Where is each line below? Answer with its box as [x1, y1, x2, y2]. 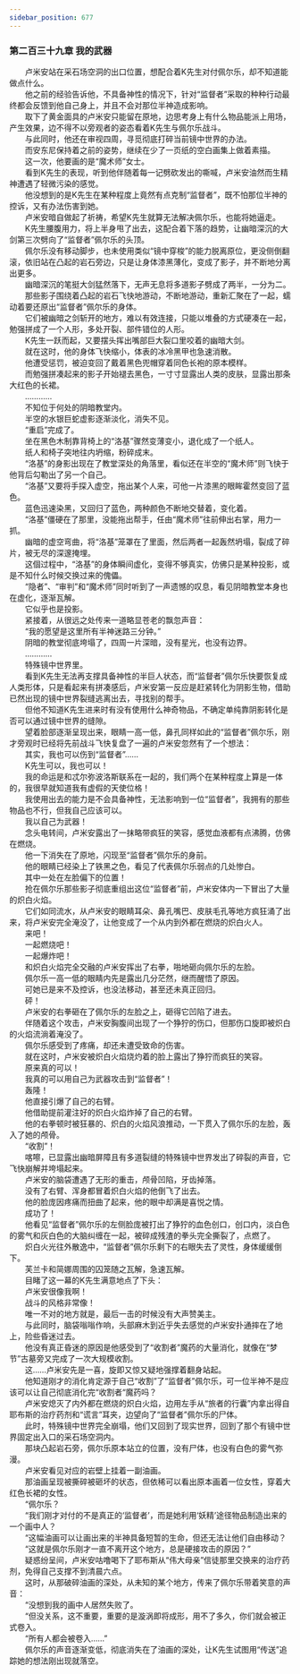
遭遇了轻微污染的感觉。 [16, 178, 104, 189]
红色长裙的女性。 [9, 1487, 72, 1498]
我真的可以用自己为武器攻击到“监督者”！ [24, 1073, 173, 1084]
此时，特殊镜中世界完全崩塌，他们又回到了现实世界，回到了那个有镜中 [24, 1420, 283, 1431]
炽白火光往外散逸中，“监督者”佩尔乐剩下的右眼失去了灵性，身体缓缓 [24, 1241, 275, 1251]
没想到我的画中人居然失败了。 [28, 1599, 138, 1610]
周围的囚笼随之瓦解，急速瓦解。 [71, 1263, 189, 1274]
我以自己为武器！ [24, 816, 87, 826]
